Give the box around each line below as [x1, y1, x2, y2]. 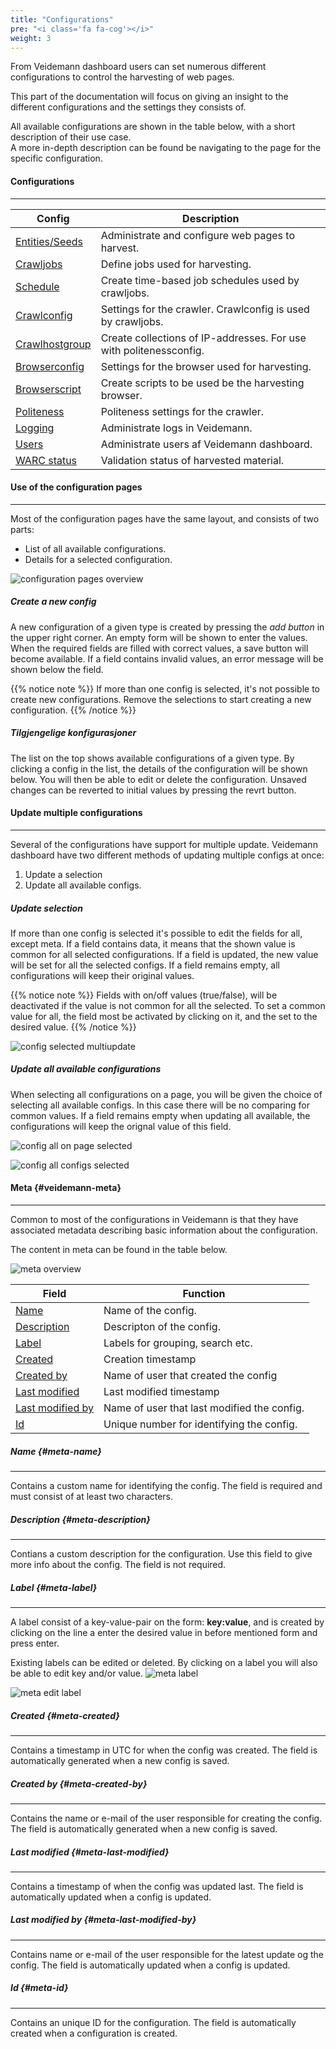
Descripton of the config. [103, 1320, 221, 1334]
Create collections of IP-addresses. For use [100, 331, 307, 345]
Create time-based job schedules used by [100, 273, 300, 287]
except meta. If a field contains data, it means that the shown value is [10, 937, 296, 950]
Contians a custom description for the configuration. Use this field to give [10, 1548, 313, 1560]
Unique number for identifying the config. [103, 1417, 298, 1431]
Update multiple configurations [10, 807, 143, 819]
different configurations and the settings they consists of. [10, 101, 247, 113]
